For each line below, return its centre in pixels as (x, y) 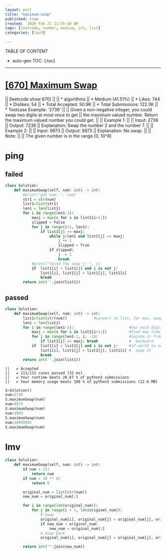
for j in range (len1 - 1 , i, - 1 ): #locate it (91, 337)
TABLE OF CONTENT (27, 51)
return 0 (41, 483)
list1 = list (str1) (41, 204)
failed (14, 174)
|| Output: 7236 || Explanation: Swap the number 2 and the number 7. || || (79, 125)
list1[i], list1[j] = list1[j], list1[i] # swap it (96, 350)
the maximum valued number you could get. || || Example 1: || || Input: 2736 (82, 120)
